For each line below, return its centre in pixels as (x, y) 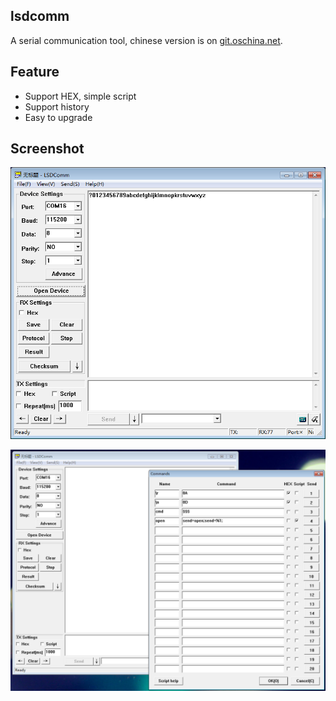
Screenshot (47, 149)
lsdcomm (40, 16)
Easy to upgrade (58, 117)
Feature (35, 72)
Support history (57, 106)
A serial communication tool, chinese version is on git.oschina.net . (146, 40)
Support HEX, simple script (80, 96)
